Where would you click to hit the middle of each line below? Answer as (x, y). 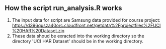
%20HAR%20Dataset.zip (38, 30)
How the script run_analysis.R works (63, 8)
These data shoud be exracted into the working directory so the (78, 36)
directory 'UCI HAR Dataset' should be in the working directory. (78, 41)
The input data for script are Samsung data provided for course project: (86, 20)
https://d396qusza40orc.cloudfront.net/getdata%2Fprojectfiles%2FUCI (86, 25)
